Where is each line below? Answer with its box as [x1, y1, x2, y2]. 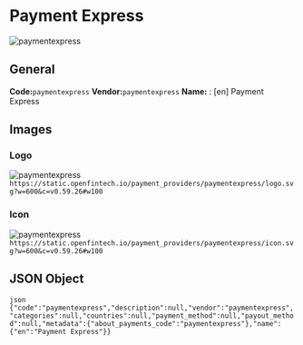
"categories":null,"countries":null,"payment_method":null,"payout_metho [9, 310, 295, 320]
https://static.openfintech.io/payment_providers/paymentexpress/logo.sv [9, 179, 295, 189]
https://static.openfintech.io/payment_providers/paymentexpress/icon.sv [9, 238, 295, 248]
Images [9, 122, 53, 137]
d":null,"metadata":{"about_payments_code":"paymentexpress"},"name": [9, 319, 282, 328]
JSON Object [9, 271, 84, 287]
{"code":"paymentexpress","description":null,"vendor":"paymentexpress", [9, 303, 295, 312]
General [9, 62, 56, 77]
